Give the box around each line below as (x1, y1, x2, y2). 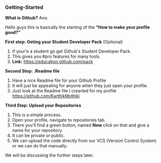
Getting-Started (5, 4, 44, 11)
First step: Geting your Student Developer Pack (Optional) (5, 39, 123, 45)
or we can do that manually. (12, 143, 68, 149)
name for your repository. (12, 127, 63, 133)
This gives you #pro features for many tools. (12, 54, 101, 59)
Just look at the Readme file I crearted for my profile (12, 88, 116, 94)
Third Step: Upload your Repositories (5, 103, 81, 109)
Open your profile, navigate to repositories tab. (12, 117, 106, 123)
